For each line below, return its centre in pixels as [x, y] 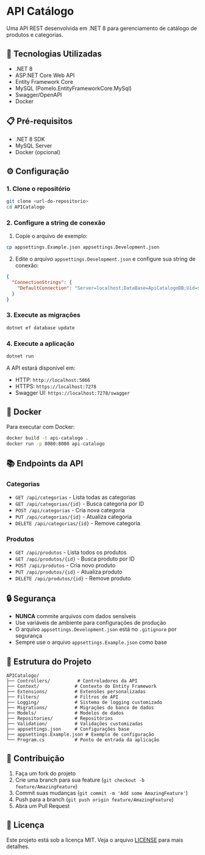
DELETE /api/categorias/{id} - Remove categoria [77, 523]
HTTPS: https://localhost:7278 [56, 386]
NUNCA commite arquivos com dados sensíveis [75, 616]
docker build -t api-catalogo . [47, 438]
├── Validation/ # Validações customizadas [75, 724]
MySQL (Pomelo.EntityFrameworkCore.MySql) [74, 88]
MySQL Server [34, 146]
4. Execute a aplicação [41, 343]
